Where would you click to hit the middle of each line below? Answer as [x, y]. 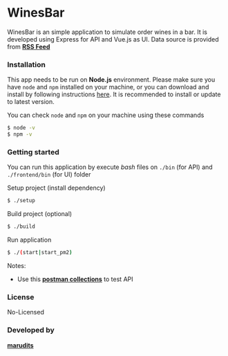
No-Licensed [26, 312]
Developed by [31, 330]
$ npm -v [20, 134]
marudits [20, 345]
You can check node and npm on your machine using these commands [106, 115]
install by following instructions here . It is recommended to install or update [114, 94]
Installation [27, 64]
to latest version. [31, 102]
